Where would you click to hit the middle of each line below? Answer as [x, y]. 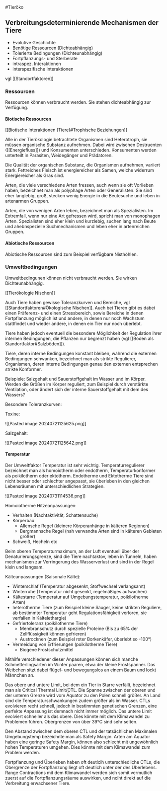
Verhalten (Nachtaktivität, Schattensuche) [55, 515]
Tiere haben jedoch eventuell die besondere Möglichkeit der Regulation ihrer [83, 333]
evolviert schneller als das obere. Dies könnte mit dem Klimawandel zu [78, 716]
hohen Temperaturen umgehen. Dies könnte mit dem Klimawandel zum [78, 747]
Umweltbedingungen [31, 267]
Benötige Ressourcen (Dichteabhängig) [53, 48]
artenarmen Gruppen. [27, 201]
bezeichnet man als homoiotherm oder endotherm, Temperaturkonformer [80, 471]
